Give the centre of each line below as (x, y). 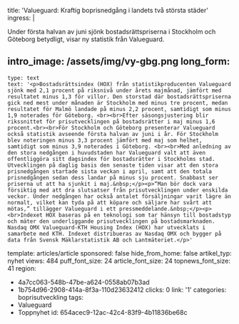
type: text (24, 78)
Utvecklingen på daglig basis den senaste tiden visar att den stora (113, 165)
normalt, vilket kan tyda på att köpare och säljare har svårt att (110, 202)
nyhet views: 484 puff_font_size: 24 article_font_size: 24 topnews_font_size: (119, 261)
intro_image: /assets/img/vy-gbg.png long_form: (119, 62)
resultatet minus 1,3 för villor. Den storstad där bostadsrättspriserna (119, 96)
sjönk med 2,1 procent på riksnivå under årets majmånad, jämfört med (115, 90)
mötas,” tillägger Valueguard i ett (62, 209)
